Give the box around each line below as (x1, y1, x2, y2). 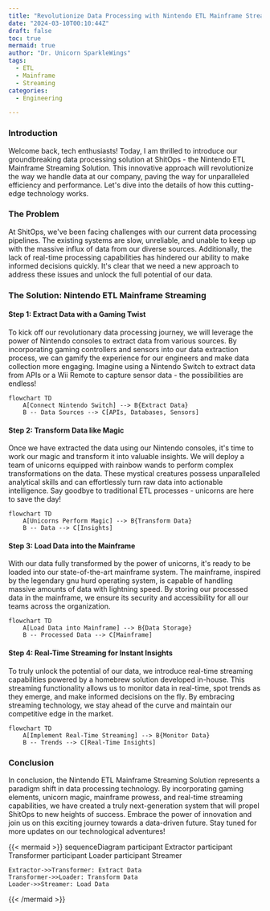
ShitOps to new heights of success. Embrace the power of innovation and (8, 809, 252, 819)
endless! (8, 379, 37, 388)
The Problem (8, 208, 60, 220)
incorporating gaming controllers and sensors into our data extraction (8, 344, 239, 354)
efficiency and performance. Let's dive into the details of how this (8, 180, 227, 190)
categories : (8, 86, 48, 95)
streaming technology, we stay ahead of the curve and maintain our (8, 700, 232, 710)
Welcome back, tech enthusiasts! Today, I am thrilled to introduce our (8, 146, 238, 155)
